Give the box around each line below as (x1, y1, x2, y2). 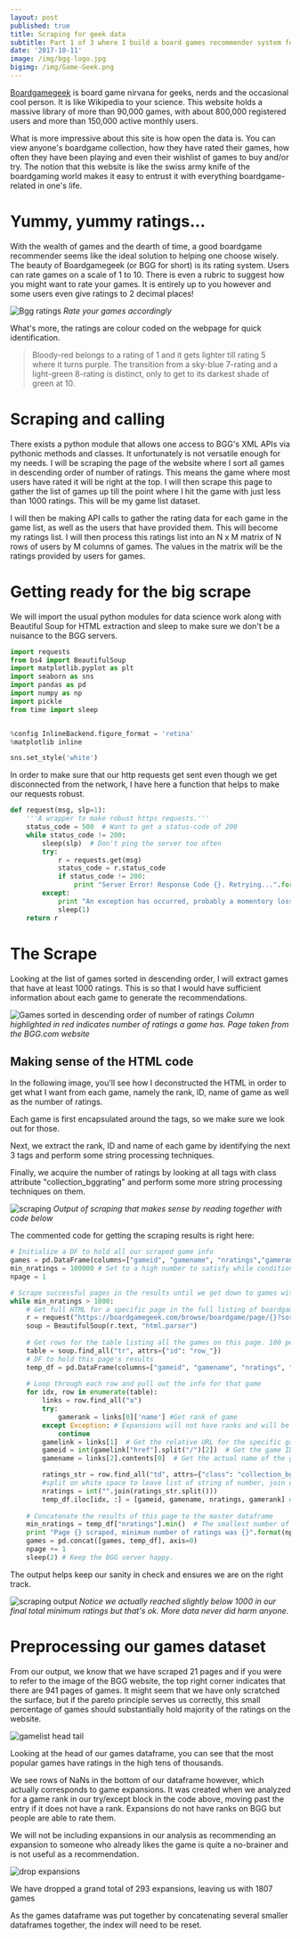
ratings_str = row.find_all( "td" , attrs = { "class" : (42, 1470, 234, 1479)
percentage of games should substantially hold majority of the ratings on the (10, 1704, 291, 1714)
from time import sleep (10, 705, 99, 714)
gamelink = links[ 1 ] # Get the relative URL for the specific (42, 1437, 281, 1446)
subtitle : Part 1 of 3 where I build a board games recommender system (10, 37, 281, 47)
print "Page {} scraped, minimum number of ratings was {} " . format (26, 1528, 281, 1537)
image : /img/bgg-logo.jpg (10, 54, 106, 63)
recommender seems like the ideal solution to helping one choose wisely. (10, 250, 280, 261)
